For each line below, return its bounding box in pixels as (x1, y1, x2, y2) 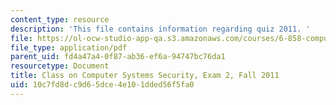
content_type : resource (10, 14, 110, 25)
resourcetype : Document (10, 61, 110, 71)
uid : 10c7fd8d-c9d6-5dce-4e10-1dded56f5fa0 (10, 80, 195, 90)
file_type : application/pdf (10, 42, 128, 53)
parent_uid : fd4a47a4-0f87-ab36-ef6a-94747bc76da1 (10, 52, 226, 62)
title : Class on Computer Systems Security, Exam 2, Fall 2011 (10, 71, 280, 81)
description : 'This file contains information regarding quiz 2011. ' (10, 24, 311, 34)
